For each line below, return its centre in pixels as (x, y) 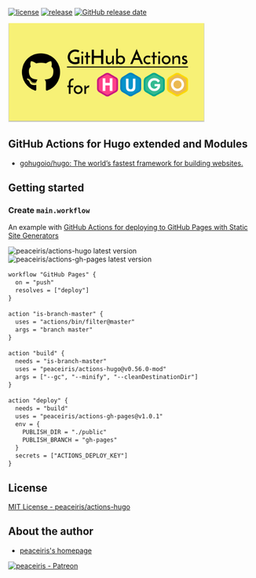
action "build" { (37, 354)
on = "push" (35, 283)
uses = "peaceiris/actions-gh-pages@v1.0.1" (89, 417)
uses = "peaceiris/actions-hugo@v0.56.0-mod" (91, 369)
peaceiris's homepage (56, 550)
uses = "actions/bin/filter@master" (75, 322)
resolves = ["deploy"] (52, 291)
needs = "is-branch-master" (61, 361)
